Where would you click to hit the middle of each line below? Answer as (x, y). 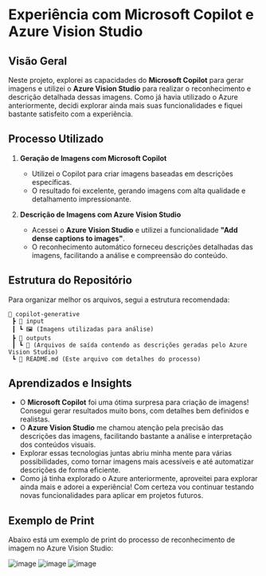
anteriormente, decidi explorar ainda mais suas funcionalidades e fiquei (125, 106)
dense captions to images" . (78, 238)
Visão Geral (38, 61)
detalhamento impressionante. (81, 199)
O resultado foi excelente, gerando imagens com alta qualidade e (139, 190)
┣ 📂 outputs (31, 338)
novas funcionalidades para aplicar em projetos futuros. (111, 496)
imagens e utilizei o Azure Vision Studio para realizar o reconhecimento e (130, 88)
